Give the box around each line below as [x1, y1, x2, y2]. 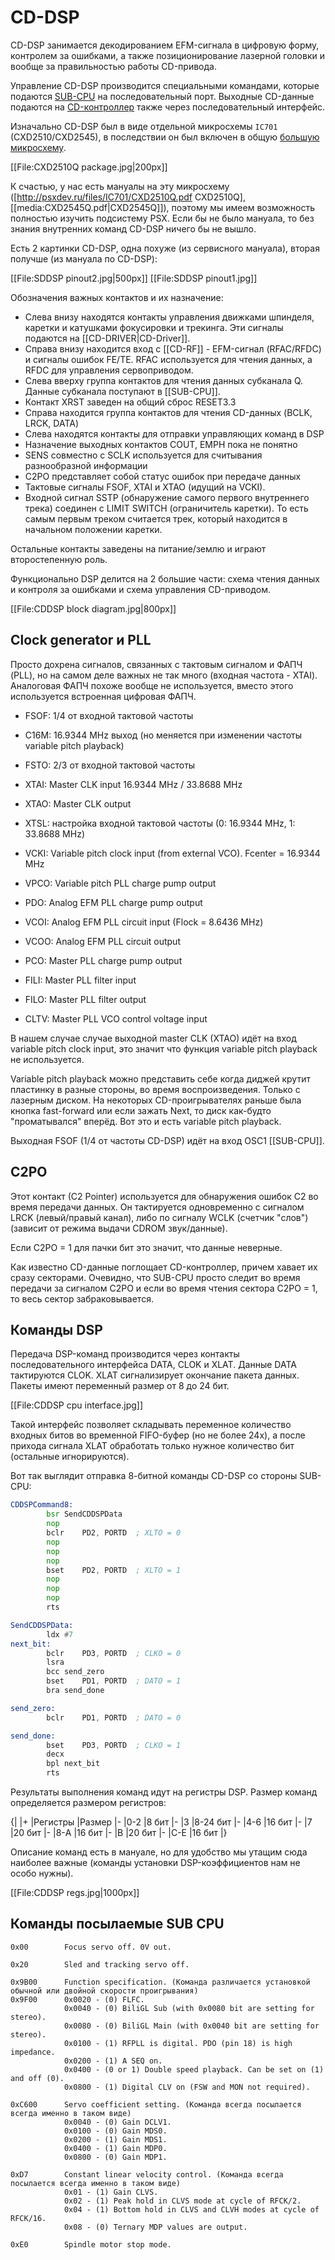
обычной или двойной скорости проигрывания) [10, 1986, 199, 1996]
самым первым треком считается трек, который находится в [24, 512, 288, 525]
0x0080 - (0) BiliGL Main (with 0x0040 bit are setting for [63, 2021, 320, 2031]
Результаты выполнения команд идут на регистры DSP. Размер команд [10, 1786, 318, 1798]
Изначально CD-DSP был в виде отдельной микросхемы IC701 [10, 120, 278, 132]
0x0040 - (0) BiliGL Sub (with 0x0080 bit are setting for [63, 2003, 315, 2013]
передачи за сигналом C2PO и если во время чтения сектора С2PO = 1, [10, 1282, 318, 1294]
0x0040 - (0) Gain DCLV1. [63, 2117, 172, 2127]
